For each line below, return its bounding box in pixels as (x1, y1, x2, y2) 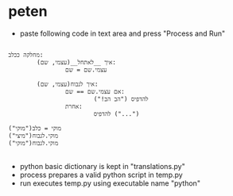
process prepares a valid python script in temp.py (19, 170, 183, 179)
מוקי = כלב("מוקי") (8, 124, 62, 133)
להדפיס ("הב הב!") (93, 94, 149, 103)
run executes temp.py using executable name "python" (19, 178, 201, 188)
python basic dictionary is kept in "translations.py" (19, 161, 185, 171)
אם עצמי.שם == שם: (64, 87, 126, 95)
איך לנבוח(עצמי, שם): (37, 80, 99, 88)
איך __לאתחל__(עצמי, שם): (37, 58, 117, 66)
